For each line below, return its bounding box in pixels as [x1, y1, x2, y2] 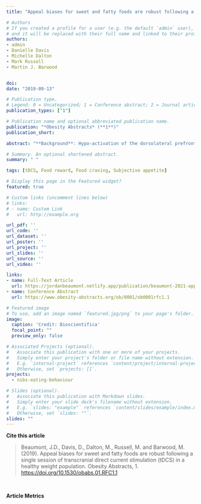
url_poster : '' [6, 239, 44, 245]
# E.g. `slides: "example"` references [6, 405, 111, 411]
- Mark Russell [6, 58, 44, 65]
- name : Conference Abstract [6, 289, 79, 294]
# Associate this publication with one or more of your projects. [6, 349, 181, 355]
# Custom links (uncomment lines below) [6, 195, 109, 201]
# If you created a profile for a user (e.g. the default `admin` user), [6, 25, 194, 31]
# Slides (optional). [6, 388, 60, 394]
